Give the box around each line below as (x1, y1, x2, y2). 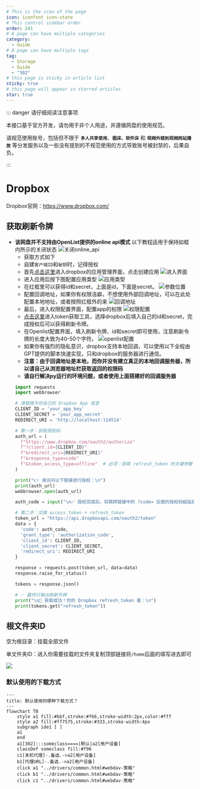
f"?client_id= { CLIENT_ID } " (20, 444, 87, 450)
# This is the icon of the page (6, 8, 86, 15)
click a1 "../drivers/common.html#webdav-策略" (17, 765, 135, 771)
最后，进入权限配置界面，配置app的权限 (23, 305, 122, 313)
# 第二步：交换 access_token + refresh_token (14, 510, 125, 516)
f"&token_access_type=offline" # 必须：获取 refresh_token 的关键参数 (20, 461, 193, 467)
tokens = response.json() (14, 581, 79, 587)
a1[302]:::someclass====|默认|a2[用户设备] (17, 741, 121, 747)
